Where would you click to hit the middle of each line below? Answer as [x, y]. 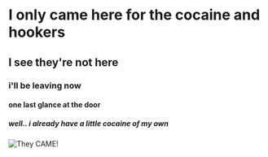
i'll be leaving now [45, 85]
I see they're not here [64, 62]
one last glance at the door [55, 105]
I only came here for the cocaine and [134, 15]
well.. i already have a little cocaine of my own [88, 123]
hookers [37, 32]
